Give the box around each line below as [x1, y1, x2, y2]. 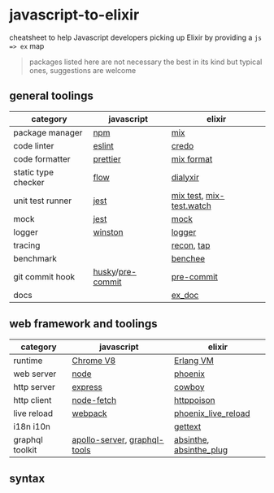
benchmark [13, 253, 58, 264]
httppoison [174, 394, 215, 405]
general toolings [9, 89, 94, 103]
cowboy [174, 381, 205, 392]
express [72, 381, 102, 392]
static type [13, 166, 54, 178]
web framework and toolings [9, 317, 158, 331]
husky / [93, 266, 119, 277]
